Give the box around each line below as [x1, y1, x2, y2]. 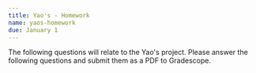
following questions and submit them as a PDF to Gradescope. [8, 56, 212, 65]
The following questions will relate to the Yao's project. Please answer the [8, 48, 249, 57]
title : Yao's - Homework [8, 11, 90, 20]
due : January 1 [8, 26, 58, 34]
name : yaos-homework [8, 19, 77, 27]
